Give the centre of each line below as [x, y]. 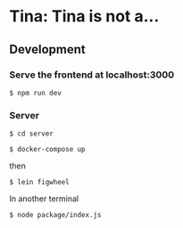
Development [48, 49]
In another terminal [44, 199]
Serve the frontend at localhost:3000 [92, 75]
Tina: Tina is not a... [84, 16]
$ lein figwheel [39, 183]
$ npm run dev [36, 93]
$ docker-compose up [48, 150]
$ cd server [31, 134]
